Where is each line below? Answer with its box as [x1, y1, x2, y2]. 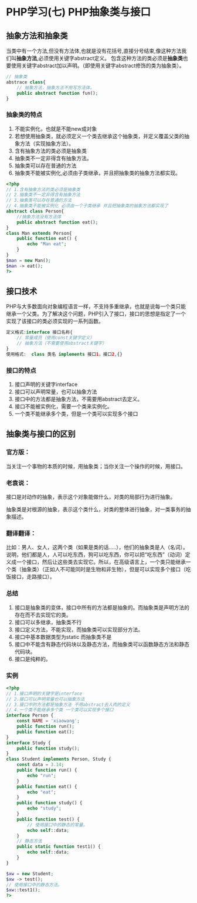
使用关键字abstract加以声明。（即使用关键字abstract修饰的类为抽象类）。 [11, 62, 185, 69]
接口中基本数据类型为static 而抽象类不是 [14, 633, 112, 640]
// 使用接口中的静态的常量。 [27, 822, 88, 828]
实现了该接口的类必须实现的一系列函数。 [6, 318, 104, 325]
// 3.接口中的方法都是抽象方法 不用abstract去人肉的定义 [6, 701, 131, 708]
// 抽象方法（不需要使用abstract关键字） [16, 341, 107, 346]
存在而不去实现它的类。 [14, 611, 72, 618]
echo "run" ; [27, 772, 57, 778]
